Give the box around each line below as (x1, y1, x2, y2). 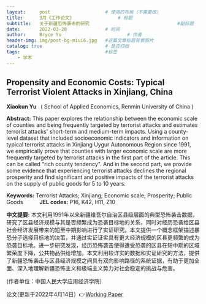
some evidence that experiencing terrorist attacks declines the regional (6, 167, 186, 175)
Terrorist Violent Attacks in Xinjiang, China (6, 87, 174, 97)
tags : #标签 (6, 49, 118, 55)
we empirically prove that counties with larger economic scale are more (6, 148, 187, 155)
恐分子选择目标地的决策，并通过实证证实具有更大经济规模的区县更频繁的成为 (6, 234, 200, 241)
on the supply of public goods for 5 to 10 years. (6, 180, 126, 188)
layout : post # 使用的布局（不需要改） (6, 9, 161, 15)
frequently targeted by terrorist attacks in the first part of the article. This (6, 154, 191, 161)
